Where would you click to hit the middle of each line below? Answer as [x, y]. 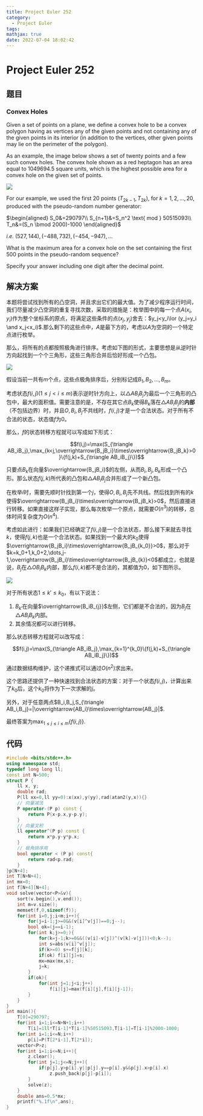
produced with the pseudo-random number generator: [74, 206]
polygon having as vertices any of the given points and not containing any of [101, 131]
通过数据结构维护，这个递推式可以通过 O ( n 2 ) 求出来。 [72, 667]
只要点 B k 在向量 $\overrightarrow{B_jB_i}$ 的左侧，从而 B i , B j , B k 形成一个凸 [97, 470]
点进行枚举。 [22, 335]
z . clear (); [42, 1057]
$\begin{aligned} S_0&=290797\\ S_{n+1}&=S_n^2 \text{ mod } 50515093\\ [99, 218]
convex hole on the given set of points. [55, 175]
